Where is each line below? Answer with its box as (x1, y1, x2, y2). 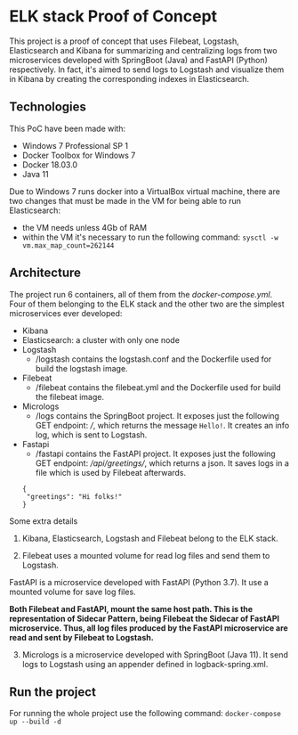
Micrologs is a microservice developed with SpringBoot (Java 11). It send (21, 649, 289, 660)
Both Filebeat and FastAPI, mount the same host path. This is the (9, 603, 254, 614)
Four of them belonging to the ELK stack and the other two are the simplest (9, 298, 285, 309)
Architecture (9, 265, 82, 281)
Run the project (9, 684, 96, 699)
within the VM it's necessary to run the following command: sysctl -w (21, 232, 278, 242)
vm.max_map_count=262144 (21, 241, 115, 250)
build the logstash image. (35, 363, 128, 373)
